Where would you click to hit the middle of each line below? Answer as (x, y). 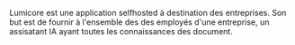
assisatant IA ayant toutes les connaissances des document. (121, 31)
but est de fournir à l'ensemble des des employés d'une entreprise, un (139, 22)
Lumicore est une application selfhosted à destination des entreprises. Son (148, 13)
